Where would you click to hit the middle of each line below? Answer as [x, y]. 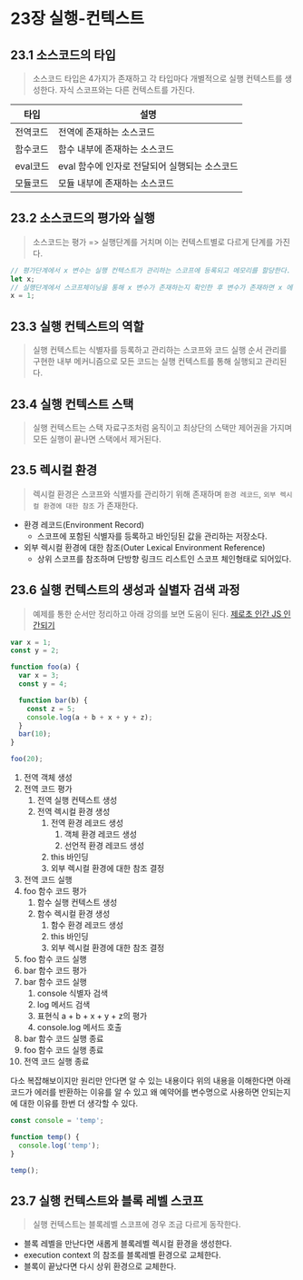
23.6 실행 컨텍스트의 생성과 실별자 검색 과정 [125, 590]
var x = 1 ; [31, 642]
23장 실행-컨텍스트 [77, 19]
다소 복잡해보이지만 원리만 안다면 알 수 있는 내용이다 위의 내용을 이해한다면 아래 [151, 1081]
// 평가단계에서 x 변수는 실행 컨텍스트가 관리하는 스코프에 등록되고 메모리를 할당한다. [151, 270]
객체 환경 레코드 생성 [100, 834]
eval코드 [32, 166]
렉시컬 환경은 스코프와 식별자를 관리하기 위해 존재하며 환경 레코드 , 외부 [154, 494]
